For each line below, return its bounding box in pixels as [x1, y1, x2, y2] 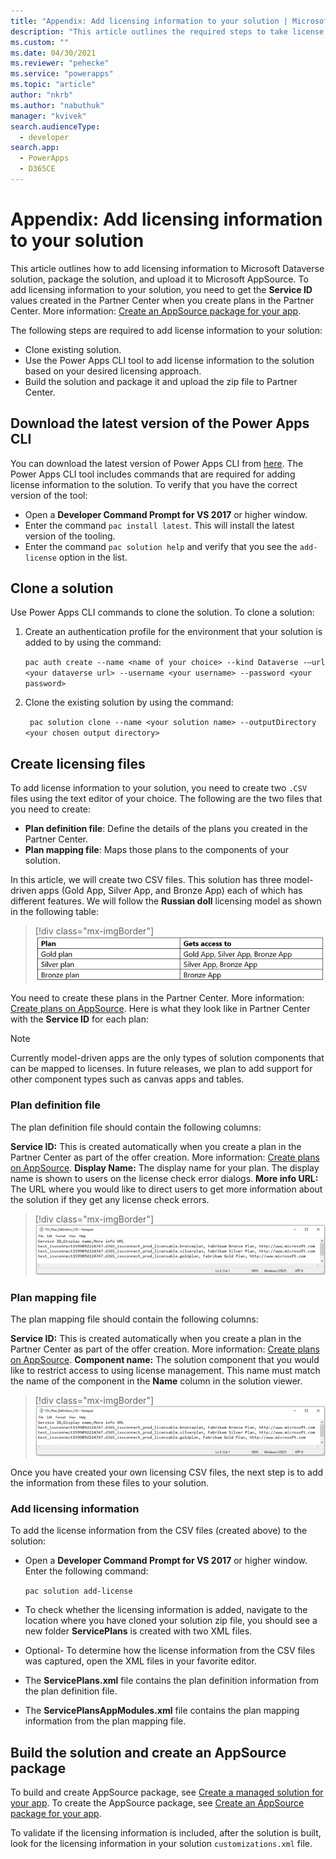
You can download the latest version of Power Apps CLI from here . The [10, 457, 304, 469]
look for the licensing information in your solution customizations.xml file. [10, 1838, 313, 1850]
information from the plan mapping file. [24, 1715, 187, 1727]
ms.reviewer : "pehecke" [10, 58, 110, 69]
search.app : [10, 143, 60, 153]
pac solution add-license [24, 1586, 133, 1597]
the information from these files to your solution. [10, 1477, 210, 1489]
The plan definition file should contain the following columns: [10, 1121, 262, 1133]
